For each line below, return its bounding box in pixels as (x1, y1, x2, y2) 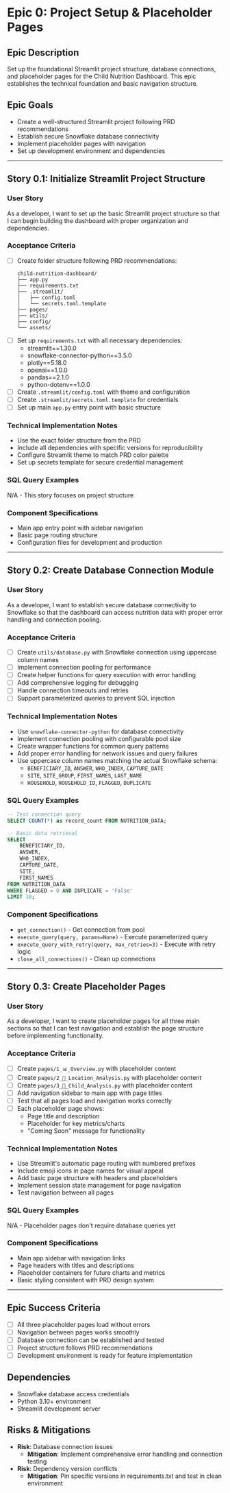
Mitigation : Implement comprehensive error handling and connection (27, 1450, 222, 1458)
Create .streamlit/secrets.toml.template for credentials (16, 395, 179, 403)
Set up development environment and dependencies (16, 146, 166, 155)
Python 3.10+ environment (16, 1397, 91, 1405)
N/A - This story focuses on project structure (7, 491, 134, 499)
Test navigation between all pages (16, 1188, 114, 1197)
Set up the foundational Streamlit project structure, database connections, (7, 65, 216, 73)
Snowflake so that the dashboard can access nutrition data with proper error (7, 608, 223, 616)
